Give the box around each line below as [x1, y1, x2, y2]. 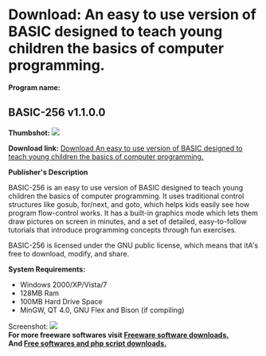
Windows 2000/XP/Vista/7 [19, 280, 108, 289]
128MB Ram [19, 288, 60, 298]
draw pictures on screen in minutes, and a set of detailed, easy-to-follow [8, 217, 247, 226]
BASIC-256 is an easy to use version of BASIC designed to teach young [8, 182, 244, 192]
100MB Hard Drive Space [19, 296, 104, 306]
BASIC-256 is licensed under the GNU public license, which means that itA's [8, 241, 259, 250]
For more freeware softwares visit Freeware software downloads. [8, 330, 229, 339]
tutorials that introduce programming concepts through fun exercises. [8, 225, 237, 234]
